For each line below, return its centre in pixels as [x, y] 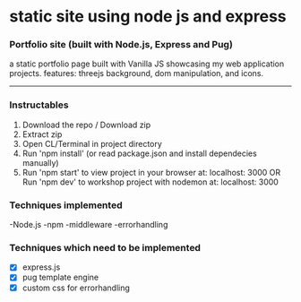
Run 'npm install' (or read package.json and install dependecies [139, 153]
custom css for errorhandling [76, 288]
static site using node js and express [148, 17]
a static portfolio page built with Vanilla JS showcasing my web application [147, 64]
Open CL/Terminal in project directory [92, 143]
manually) [41, 162]
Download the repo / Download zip [86, 125]
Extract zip [42, 134]
